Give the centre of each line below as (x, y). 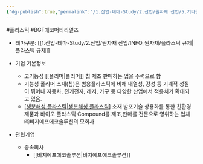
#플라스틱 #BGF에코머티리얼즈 (43, 30)
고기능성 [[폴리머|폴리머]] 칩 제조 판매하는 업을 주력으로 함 (92, 76)
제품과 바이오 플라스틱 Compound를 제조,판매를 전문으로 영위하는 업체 (107, 114)
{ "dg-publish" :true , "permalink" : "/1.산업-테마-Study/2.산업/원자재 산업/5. (97, 12)
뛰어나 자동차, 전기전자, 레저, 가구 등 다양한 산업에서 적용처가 (102, 91)
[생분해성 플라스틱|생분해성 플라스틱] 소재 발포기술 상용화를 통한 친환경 (108, 106)
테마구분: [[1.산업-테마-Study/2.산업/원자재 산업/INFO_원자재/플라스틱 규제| (104, 42)
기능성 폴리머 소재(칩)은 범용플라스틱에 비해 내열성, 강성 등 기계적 (101, 84)
